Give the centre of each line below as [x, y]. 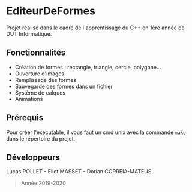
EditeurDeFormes [51, 11]
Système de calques [40, 92]
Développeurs [33, 157]
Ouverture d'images [40, 74]
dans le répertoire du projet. [41, 138]
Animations [29, 99]
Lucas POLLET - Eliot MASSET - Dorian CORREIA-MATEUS [79, 172]
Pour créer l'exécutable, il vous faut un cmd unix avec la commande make [96, 132]
